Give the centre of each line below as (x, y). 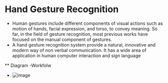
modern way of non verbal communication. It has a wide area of (79, 50)
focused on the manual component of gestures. (62, 39)
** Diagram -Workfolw (28, 65)
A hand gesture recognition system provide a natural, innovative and (84, 45)
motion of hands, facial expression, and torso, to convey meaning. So (85, 28)
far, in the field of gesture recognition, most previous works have (80, 34)
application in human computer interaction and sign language (76, 55)
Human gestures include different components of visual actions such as (88, 23)
